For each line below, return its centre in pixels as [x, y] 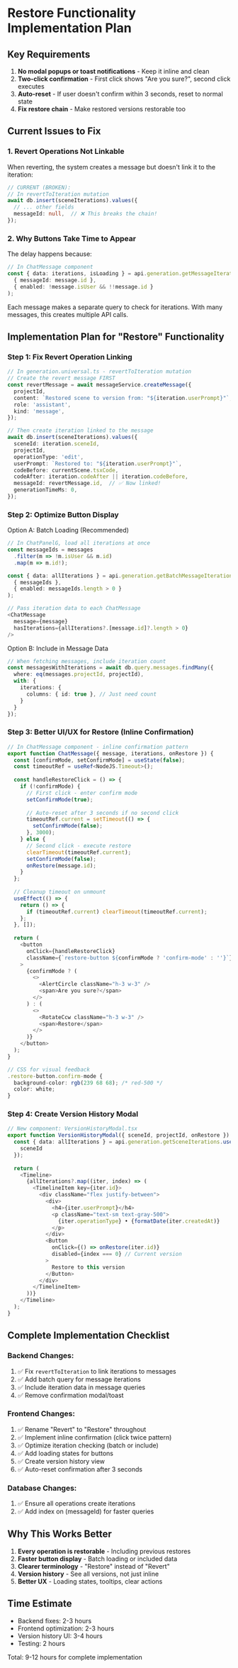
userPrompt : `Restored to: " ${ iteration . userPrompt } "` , [98, 463]
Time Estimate [40, 1604]
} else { [33, 839]
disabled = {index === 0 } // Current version [117, 1254]
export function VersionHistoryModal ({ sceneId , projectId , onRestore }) [119, 1135]
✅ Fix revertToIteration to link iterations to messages [97, 1371]
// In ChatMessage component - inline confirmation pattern [98, 747]
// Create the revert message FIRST [61, 378]
